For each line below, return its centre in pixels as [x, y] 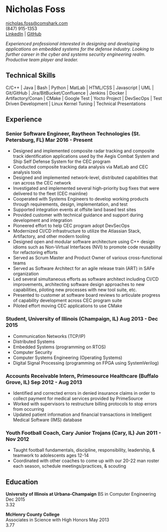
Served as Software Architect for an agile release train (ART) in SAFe [83, 269]
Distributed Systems [34, 341]
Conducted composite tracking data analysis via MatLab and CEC [80, 167]
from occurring [28, 409]
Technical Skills [31, 76]
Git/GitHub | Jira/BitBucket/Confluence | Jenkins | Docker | [66, 93]
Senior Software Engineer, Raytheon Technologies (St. [73, 134]
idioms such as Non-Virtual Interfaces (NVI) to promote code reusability [87, 247]
